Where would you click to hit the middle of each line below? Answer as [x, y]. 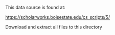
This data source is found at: [35, 7]
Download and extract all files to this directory [54, 27]
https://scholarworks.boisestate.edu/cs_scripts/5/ [58, 17]
